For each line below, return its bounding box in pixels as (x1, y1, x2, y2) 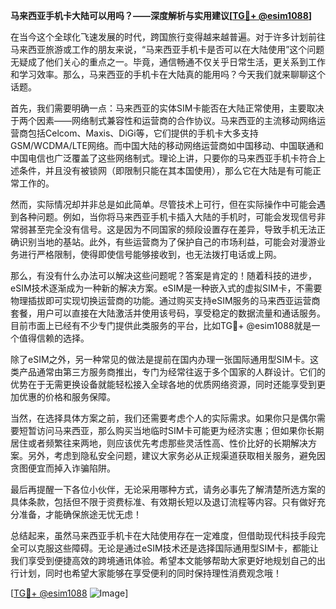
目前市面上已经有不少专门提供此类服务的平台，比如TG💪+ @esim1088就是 (10, 320, 312, 331)
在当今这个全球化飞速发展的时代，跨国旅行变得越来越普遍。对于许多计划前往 (10, 31, 326, 43)
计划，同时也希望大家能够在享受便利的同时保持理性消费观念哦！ (18, 567, 282, 579)
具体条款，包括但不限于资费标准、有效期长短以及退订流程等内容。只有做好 (10, 496, 317, 508)
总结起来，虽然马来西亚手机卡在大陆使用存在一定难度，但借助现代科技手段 (10, 530, 317, 541)
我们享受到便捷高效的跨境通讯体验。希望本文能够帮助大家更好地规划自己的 (10, 555, 317, 566)
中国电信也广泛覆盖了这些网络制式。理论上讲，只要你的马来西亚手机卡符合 (10, 152, 317, 164)
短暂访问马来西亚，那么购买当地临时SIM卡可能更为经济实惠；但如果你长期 (18, 425, 325, 436)
